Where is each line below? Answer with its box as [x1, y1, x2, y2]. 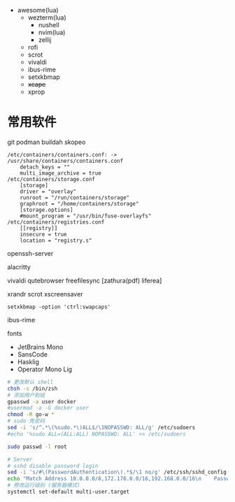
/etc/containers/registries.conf [7, 218, 105, 226]
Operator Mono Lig [17, 365, 72, 373]
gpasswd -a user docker [7, 398, 77, 405]
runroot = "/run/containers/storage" [20, 194, 130, 201]
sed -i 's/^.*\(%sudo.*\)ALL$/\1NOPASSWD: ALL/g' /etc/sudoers [7, 424, 196, 431]
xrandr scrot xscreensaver [7, 289, 83, 298]
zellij [38, 36, 52, 44]
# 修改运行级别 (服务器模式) [7, 482, 80, 489]
